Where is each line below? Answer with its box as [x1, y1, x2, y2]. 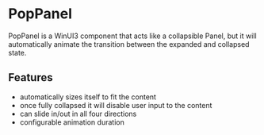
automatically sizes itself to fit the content [19, 92, 157, 102]
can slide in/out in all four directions [19, 109, 137, 118]
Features [8, 71, 53, 84]
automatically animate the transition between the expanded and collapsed [8, 39, 250, 48]
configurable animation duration [19, 117, 124, 127]
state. [8, 48, 27, 57]
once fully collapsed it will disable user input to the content [19, 100, 212, 110]
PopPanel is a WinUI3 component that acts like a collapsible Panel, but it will [8, 31, 257, 40]
